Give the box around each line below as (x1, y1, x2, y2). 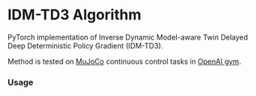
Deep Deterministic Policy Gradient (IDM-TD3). (7, 40, 163, 50)
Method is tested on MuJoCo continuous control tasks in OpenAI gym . (7, 56, 241, 66)
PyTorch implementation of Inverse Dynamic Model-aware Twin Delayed (7, 32, 248, 42)
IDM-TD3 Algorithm (7, 6, 142, 24)
